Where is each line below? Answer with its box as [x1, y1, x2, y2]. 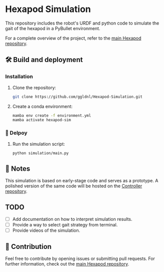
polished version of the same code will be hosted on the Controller [5, 183, 142, 189]
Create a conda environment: [12, 103, 73, 109]
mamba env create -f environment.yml [12, 113, 91, 118]
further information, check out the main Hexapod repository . [5, 261, 129, 267]
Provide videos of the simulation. [12, 227, 80, 233]
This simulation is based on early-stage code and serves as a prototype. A [5, 178, 158, 184]
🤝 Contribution [5, 242, 51, 251]
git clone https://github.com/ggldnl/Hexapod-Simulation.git [12, 94, 143, 99]
